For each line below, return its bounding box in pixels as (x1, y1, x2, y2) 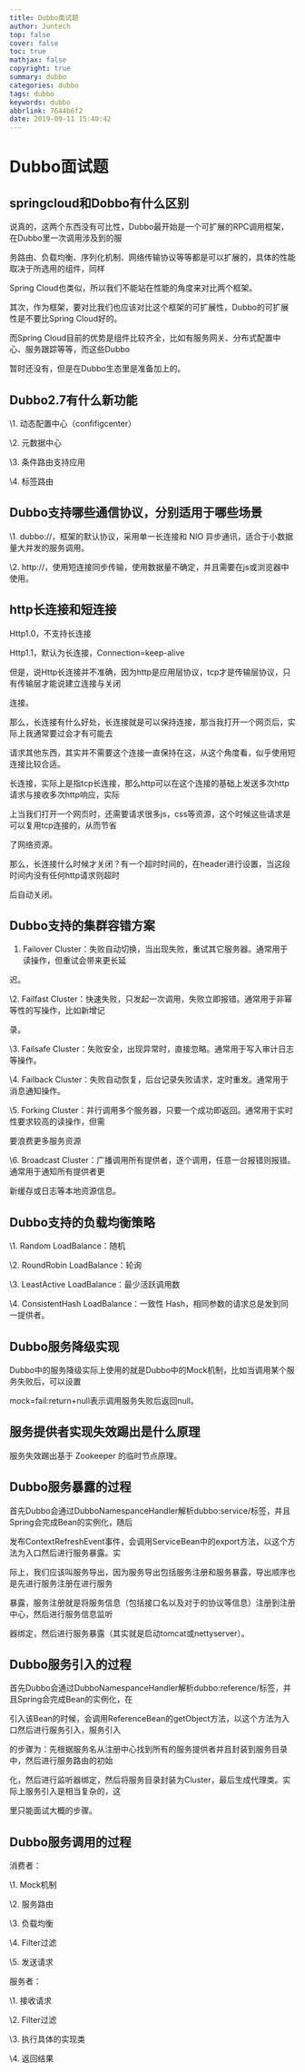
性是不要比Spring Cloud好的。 (9, 313, 123, 324)
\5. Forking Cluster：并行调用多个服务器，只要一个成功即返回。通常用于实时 (9, 1105, 293, 1116)
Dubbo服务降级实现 (9, 1338, 120, 1354)
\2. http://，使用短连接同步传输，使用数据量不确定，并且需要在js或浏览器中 (9, 561, 290, 572)
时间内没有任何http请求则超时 (9, 869, 121, 881)
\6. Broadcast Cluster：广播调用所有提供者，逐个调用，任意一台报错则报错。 (9, 1155, 296, 1166)
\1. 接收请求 (9, 1995, 53, 2007)
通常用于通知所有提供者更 (9, 1166, 105, 1177)
